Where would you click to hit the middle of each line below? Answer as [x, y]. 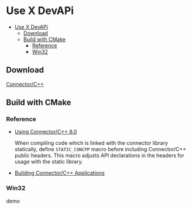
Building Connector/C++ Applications [60, 173]
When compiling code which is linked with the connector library [91, 143]
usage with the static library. [49, 162]
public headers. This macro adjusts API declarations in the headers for [99, 155]
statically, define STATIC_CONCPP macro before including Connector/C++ [100, 149]
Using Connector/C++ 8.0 [46, 132]
